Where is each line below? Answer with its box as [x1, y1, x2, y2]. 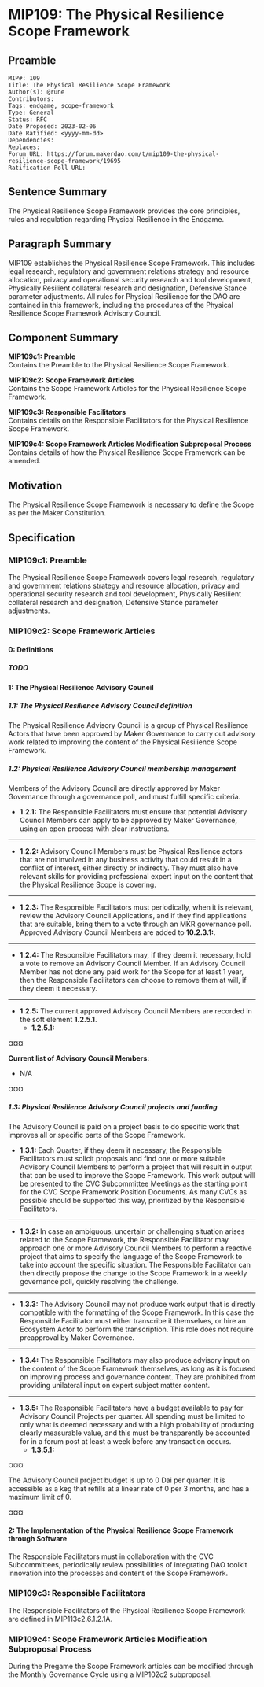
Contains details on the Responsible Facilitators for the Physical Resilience [8, 415, 249, 426]
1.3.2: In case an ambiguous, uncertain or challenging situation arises [19, 1227, 245, 1236]
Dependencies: [8, 136, 55, 144]
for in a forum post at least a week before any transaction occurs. [19, 1437, 232, 1446]
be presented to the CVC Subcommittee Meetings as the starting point [19, 1179, 247, 1189]
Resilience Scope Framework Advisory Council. [8, 308, 162, 318]
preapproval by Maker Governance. [19, 1333, 135, 1342]
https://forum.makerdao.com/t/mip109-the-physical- [46, 150, 220, 158]
